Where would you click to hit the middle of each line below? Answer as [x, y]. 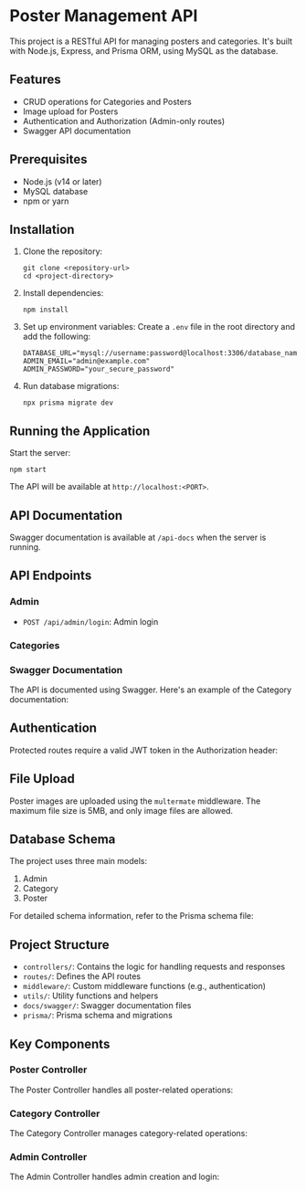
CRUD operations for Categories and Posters [107, 101]
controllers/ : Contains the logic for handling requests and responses [154, 967]
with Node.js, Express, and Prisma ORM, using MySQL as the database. [144, 50]
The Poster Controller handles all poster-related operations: [121, 1090]
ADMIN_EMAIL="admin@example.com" [86, 362]
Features [35, 80]
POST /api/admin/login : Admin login [90, 621]
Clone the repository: [63, 251]
